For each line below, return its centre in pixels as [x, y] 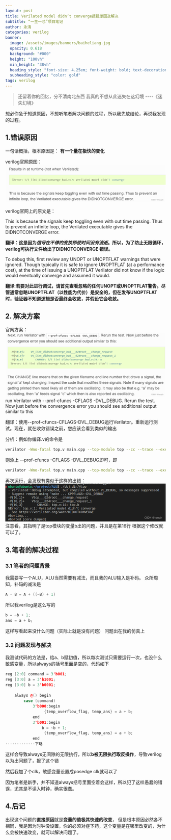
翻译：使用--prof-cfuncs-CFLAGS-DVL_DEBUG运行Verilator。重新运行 [79, 422]
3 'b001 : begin [46, 722]
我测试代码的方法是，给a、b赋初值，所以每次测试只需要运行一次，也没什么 [84, 657]
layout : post [19, 11]
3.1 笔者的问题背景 [27, 566]
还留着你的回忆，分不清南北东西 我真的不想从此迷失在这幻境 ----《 [88, 96]
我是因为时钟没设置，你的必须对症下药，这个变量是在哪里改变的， [88, 826]
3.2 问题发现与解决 [28, 645]
